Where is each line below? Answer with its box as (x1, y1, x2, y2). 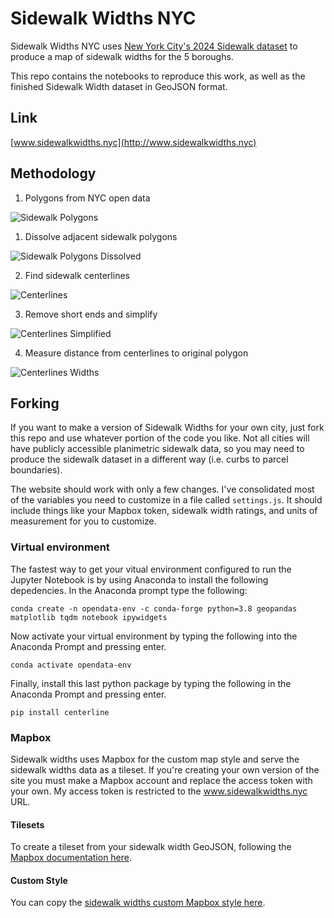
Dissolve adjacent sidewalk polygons (24, 230, 178, 242)
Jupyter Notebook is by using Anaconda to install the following (10, 573, 269, 586)
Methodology (10, 165, 97, 182)
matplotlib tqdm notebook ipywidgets (10, 612, 168, 622)
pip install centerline (10, 707, 110, 717)
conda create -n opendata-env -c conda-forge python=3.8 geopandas (10, 603, 298, 614)
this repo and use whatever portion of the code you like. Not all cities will (10, 432, 310, 444)
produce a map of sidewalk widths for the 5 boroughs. (10, 50, 234, 62)
